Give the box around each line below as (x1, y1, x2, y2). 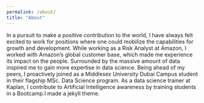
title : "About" (6, 15, 45, 21)
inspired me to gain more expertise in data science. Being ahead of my (6, 63, 186, 71)
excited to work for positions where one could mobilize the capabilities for (6, 38, 194, 45)
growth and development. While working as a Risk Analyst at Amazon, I (6, 44, 186, 52)
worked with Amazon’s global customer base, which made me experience (6, 51, 193, 58)
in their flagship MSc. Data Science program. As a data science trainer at (6, 77, 190, 84)
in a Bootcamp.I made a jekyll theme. (6, 90, 100, 97)
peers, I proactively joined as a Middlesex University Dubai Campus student (6, 70, 198, 77)
